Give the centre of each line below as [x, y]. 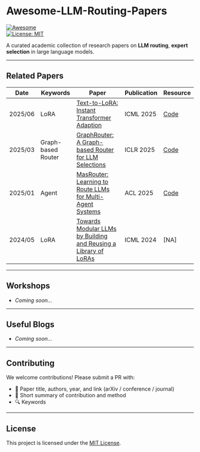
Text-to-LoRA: [97, 102]
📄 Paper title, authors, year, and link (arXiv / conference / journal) [94, 389]
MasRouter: [93, 174]
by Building [92, 236]
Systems [89, 211]
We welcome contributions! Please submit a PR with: [71, 378]
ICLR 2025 [140, 149]
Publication [141, 92]
